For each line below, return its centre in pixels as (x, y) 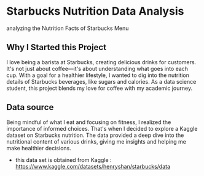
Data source (30, 107)
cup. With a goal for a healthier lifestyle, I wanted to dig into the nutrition (98, 75)
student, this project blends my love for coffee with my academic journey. (99, 88)
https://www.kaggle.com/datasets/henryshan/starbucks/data (93, 166)
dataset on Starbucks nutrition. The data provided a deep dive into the (95, 135)
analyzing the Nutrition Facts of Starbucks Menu (68, 28)
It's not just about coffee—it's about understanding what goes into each (97, 68)
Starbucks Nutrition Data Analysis (95, 11)
